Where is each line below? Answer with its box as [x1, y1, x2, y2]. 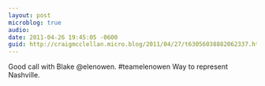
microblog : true [8, 19, 62, 27]
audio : [8, 26, 30, 34]
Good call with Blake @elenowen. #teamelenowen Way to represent [8, 62, 229, 71]
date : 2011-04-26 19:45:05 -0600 [8, 33, 118, 41]
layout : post [8, 11, 51, 20]
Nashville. [8, 70, 41, 80]
